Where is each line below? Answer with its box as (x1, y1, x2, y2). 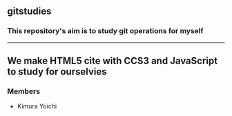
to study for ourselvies (7, 66, 107, 78)
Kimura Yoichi (17, 102, 57, 110)
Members (7, 86, 40, 96)
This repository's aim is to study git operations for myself (7, 26, 204, 36)
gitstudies (7, 6, 52, 17)
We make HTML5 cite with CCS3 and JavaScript (7, 55, 218, 67)
